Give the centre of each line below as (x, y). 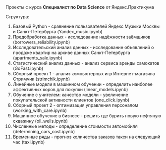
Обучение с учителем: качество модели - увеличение (70, 95)
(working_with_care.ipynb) (40, 110)
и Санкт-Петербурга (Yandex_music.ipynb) (58, 31)
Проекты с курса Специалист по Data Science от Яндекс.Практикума (80, 7)
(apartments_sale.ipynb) (37, 58)
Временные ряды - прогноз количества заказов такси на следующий (86, 137)
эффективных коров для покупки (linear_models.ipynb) (70, 89)
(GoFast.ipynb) (28, 68)
